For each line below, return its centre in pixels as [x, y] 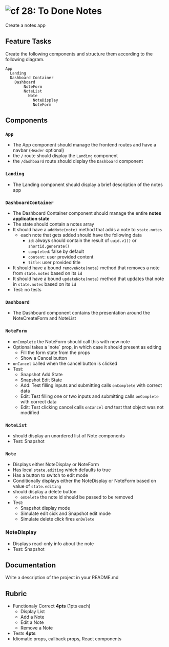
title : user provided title [54, 263]
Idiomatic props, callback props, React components [67, 639]
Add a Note [32, 617]
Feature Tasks [28, 41]
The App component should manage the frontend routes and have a [84, 145]
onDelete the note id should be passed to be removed [77, 497]
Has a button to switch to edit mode [50, 475]
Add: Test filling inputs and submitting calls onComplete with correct [91, 385]
